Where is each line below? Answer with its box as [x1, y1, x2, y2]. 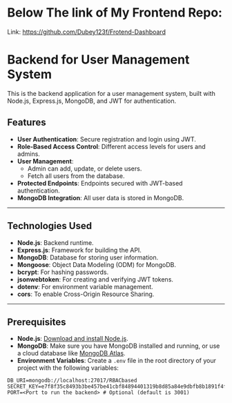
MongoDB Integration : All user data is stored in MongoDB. [17, 193, 184, 201]
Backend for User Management [7, 52, 190, 68]
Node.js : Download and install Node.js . [17, 335, 129, 343]
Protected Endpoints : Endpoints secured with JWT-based [17, 179, 183, 187]
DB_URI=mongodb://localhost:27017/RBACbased [7, 377, 137, 384]
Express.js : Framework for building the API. [17, 246, 142, 254]
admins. [17, 150, 40, 158]
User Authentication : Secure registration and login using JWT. [17, 135, 197, 143]
